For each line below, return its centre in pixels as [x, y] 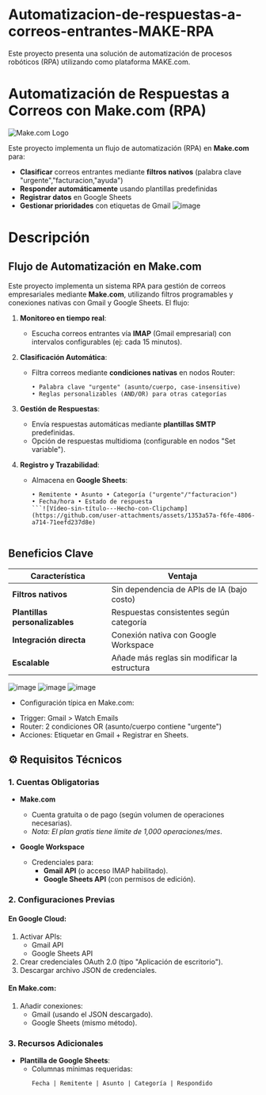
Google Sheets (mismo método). [84, 1022]
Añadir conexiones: [51, 1005]
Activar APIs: [41, 936]
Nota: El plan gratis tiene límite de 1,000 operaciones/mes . [127, 832]
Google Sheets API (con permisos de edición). [120, 879]
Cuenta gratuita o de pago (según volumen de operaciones [128, 815]
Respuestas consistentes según [170, 612]
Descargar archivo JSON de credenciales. [88, 970]
